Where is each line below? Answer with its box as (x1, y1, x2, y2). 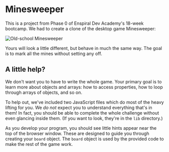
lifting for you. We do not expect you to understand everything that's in (5, 105, 152, 111)
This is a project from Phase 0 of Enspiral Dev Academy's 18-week (5, 20, 144, 26)
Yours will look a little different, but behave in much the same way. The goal (5, 45, 162, 51)
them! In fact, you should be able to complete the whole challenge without (5, 110, 159, 116)
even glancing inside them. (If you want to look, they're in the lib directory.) (5, 115, 163, 121)
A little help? (5, 65, 45, 74)
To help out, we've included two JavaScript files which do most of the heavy (5, 99, 164, 105)
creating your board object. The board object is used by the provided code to (5, 135, 164, 142)
